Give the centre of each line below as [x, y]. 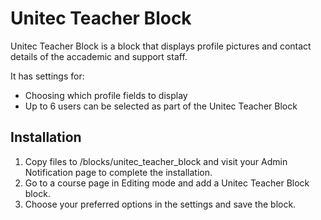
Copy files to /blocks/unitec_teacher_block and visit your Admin [156, 161]
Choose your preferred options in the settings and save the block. [160, 204]
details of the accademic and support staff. [99, 56]
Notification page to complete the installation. [118, 172]
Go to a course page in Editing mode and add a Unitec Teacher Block [167, 183]
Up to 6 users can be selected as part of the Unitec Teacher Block [161, 106]
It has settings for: [47, 76]
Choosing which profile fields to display [106, 95]
